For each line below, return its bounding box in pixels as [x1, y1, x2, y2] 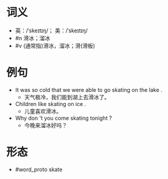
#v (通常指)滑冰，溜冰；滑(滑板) [15, 42, 96, 49]
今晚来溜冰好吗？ [24, 121, 68, 128]
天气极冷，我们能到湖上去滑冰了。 [24, 93, 110, 100]
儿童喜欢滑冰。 [24, 107, 62, 114]
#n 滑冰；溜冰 [15, 34, 51, 41]
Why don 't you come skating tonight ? [15, 114, 113, 122]
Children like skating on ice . [15, 100, 86, 107]
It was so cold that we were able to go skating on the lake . [15, 86, 163, 93]
